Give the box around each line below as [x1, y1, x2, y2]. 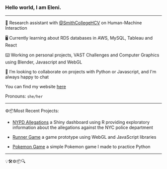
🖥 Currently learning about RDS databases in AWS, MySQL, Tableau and [5, 35, 153, 41]
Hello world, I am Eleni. [5, 4, 61, 11]
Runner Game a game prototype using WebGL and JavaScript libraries [12, 134, 157, 140]
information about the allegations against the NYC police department [12, 124, 153, 130]
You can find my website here [5, 84, 66, 90]
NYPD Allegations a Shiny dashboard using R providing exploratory [12, 119, 150, 125]
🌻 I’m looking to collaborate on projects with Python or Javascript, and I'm [5, 69, 157, 75]
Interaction [5, 25, 27, 31]
